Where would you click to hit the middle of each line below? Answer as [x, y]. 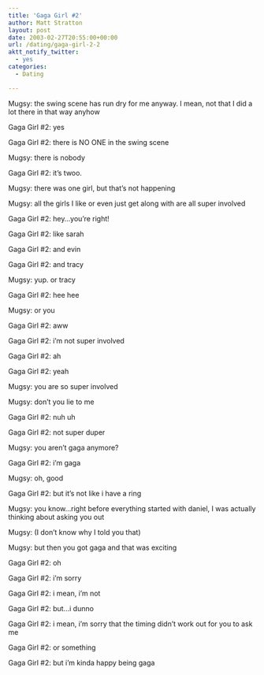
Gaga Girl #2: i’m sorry [45, 578]
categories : [28, 67]
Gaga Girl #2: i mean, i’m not [54, 593]
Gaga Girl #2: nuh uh [42, 417]
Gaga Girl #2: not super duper [57, 432]
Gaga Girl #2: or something [52, 647]
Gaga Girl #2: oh [35, 562]
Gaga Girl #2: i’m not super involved [66, 340]
